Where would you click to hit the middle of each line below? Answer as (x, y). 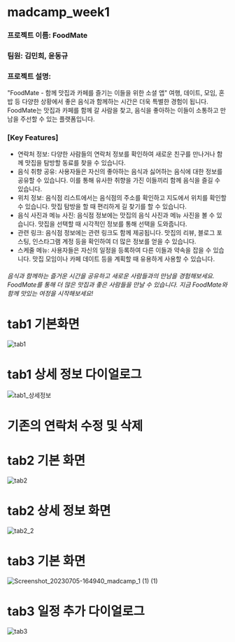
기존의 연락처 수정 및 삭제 (75, 426)
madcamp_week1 (59, 12)
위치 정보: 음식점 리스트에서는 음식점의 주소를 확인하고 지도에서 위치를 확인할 (122, 197)
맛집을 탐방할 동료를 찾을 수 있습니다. (75, 162)
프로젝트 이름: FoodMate (48, 36)
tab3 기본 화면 (47, 561)
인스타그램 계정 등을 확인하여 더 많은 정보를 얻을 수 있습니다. (114, 241)
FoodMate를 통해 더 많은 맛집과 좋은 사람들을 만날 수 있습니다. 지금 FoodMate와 (117, 285)
